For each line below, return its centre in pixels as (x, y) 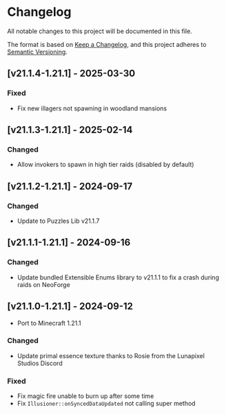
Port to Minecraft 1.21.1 (49, 323)
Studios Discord (40, 363)
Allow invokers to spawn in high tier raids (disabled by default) (105, 165)
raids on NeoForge (43, 284)
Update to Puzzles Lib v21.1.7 (58, 221)
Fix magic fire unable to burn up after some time (85, 396)
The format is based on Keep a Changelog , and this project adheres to (107, 44)
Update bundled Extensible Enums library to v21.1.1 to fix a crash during (118, 277)
